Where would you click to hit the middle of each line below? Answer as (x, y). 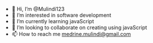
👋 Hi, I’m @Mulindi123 (38, 9)
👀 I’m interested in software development (61, 15)
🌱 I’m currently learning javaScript (53, 21)
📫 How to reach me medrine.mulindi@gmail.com (71, 34)
